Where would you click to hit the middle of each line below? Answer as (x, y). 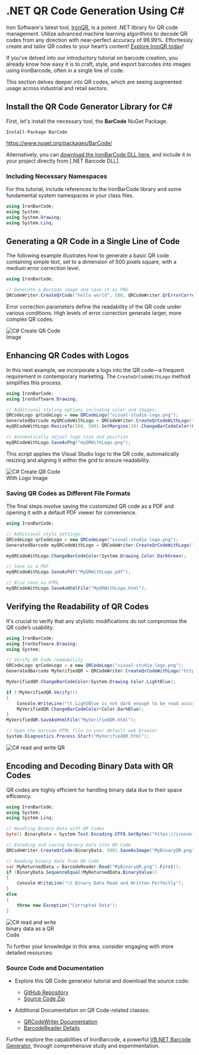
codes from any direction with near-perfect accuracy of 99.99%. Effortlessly (99, 40)
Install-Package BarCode (37, 132)
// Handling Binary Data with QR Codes (55, 829)
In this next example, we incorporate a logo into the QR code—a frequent (95, 370)
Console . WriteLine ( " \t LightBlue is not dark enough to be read (98, 703)
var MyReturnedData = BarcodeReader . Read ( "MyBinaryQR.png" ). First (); (94, 867)
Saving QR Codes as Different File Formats (68, 493)
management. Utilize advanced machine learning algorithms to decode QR (97, 33)
